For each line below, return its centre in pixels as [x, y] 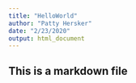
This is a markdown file [68, 71]
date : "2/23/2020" [39, 31]
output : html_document [47, 38]
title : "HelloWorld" [43, 16]
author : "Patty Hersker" [50, 23]
